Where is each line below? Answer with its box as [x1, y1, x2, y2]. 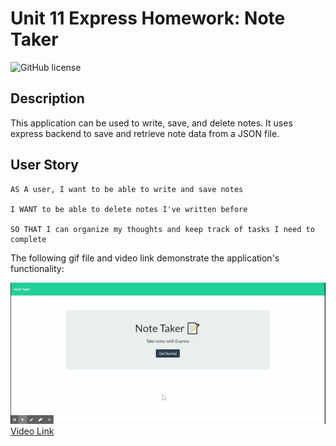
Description [10, 90, 85, 107]
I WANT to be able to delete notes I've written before [10, 204, 248, 214]
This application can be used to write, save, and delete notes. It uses [10, 117, 293, 129]
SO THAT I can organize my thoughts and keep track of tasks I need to [10, 224, 315, 234]
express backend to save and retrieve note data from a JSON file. [10, 127, 280, 139]
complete [10, 234, 47, 244]
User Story [10, 157, 79, 174]
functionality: [10, 262, 65, 274]
